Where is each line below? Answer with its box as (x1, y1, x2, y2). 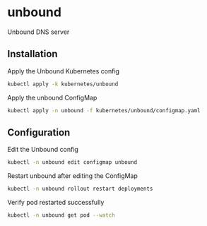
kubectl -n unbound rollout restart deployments (7, 185, 153, 193)
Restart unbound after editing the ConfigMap (7, 172, 138, 180)
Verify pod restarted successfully (7, 198, 105, 207)
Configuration (7, 126, 71, 138)
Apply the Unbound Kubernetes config (7, 66, 120, 75)
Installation (7, 48, 58, 60)
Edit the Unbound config (7, 145, 79, 154)
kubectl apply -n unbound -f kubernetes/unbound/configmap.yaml (7, 107, 201, 114)
